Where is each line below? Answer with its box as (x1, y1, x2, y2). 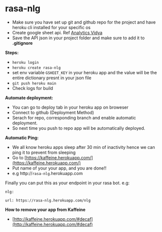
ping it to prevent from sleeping (12, 149, 76, 155)
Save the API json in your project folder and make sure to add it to (12, 35, 145, 41)
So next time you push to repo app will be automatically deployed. (12, 125, 145, 131)
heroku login (12, 60, 39, 65)
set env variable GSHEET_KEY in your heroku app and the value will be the (12, 69, 157, 75)
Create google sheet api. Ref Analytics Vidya (12, 29, 103, 35)
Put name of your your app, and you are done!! (12, 165, 107, 171)
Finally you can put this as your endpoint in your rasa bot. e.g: (5, 180, 130, 186)
